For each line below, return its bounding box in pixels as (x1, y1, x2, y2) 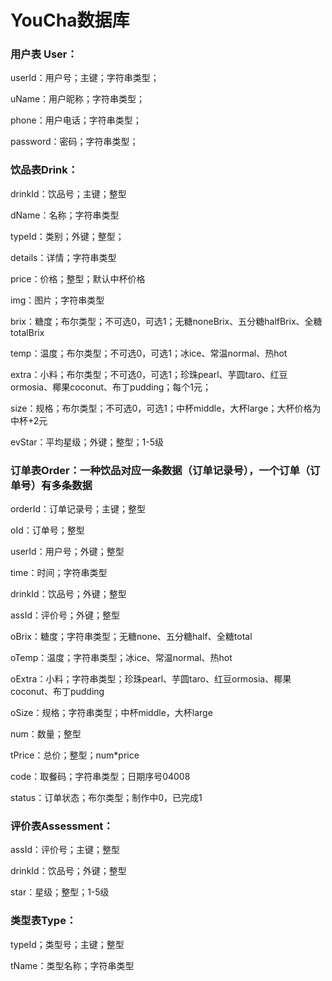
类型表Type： (10, 914, 77, 928)
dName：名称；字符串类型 (10, 209, 120, 221)
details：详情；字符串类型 (10, 251, 117, 263)
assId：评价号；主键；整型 (10, 844, 120, 856)
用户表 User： (10, 47, 78, 61)
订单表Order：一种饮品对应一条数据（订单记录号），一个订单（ (10, 463, 311, 477)
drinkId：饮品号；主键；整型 (10, 187, 127, 200)
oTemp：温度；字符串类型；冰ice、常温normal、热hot (10, 652, 233, 664)
